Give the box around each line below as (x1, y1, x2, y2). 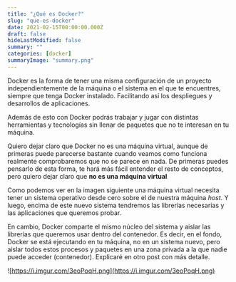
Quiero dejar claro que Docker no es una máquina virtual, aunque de (7, 142, 208, 150)
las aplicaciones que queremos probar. (7, 208, 122, 217)
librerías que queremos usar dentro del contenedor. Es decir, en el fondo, (7, 229, 222, 239)
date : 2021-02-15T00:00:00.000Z (7, 23, 103, 31)
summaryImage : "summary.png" (7, 57, 94, 64)
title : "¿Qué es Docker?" (7, 10, 84, 18)
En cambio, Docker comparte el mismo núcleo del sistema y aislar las (7, 222, 211, 231)
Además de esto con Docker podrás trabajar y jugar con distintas (7, 113, 199, 121)
